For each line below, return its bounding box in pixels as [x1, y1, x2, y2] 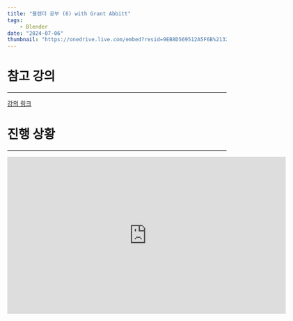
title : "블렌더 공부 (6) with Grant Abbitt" [7, 10, 131, 17]
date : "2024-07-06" [7, 29, 64, 37]
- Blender [19, 23, 49, 30]
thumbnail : [7, 36, 39, 43]
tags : [7, 17, 23, 24]
